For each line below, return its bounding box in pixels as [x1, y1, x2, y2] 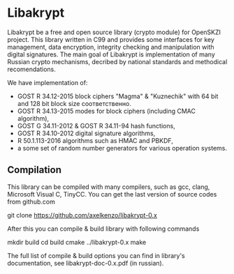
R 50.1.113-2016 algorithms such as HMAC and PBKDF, [17, 136, 173, 144]
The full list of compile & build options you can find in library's [7, 251, 185, 259]
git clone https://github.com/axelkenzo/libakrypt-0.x [7, 211, 157, 219]
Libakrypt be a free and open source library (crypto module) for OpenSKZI [7, 28, 221, 36]
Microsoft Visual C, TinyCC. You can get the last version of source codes [7, 190, 217, 198]
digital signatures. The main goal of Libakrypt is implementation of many [7, 50, 215, 59]
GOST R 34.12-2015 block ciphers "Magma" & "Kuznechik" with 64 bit [17, 92, 219, 100]
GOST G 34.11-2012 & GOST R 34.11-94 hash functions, [17, 121, 176, 130]
